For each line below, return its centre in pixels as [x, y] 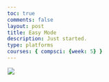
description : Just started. [47, 39]
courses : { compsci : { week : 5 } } [55, 52]
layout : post [26, 26]
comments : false [30, 20]
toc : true [21, 13]
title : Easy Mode [32, 32]
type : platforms [30, 45]
